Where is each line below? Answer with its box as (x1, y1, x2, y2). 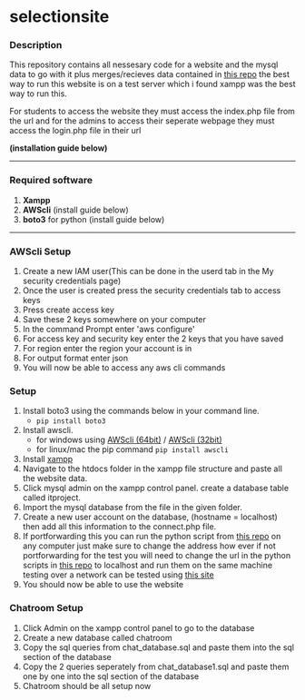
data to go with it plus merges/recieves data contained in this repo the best (9, 69, 290, 80)
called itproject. (22, 492, 82, 503)
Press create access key (22, 304, 115, 315)
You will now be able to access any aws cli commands (22, 362, 226, 373)
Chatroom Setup (9, 602, 84, 615)
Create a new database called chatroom (22, 632, 172, 643)
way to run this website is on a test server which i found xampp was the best (9, 79, 296, 90)
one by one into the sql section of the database (22, 670, 200, 682)
